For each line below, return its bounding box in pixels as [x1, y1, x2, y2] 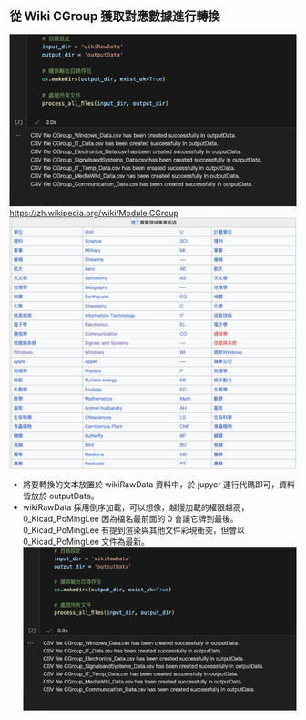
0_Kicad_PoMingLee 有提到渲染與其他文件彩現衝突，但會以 [22, 524, 246, 536]
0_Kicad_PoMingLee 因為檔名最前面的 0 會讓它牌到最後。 [22, 513, 239, 524]
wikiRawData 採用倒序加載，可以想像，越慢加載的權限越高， [22, 501, 250, 513]
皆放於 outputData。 [22, 490, 99, 501]
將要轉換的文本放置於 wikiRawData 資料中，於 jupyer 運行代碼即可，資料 [22, 478, 296, 490]
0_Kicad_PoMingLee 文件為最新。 [22, 536, 150, 547]
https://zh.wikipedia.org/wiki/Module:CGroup [9, 207, 179, 218]
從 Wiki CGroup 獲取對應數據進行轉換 [9, 8, 220, 25]
